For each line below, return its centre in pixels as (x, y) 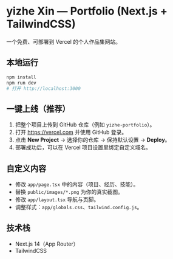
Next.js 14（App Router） (47, 244)
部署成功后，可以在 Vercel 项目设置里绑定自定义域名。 (83, 148)
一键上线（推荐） (38, 109)
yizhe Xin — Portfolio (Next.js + (87, 11)
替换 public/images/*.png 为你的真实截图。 (69, 192)
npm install (21, 77)
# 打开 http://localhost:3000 (43, 88)
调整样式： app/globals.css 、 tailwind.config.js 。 (79, 207)
